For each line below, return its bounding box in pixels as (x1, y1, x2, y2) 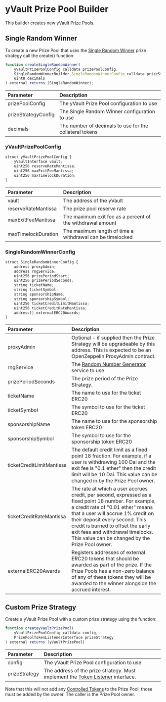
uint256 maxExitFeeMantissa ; (14, 168, 74, 174)
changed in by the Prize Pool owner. (71, 477, 156, 484)
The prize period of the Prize (71, 375, 138, 382)
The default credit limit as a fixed (71, 447, 148, 453)
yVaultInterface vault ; (14, 159, 63, 164)
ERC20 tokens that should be (71, 555, 139, 562)
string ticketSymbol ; (14, 287, 58, 293)
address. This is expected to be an (71, 347, 152, 353)
